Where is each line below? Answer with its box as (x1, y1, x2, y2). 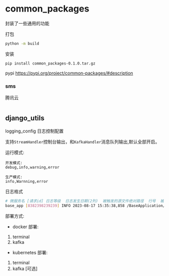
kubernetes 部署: (12, 249, 48, 255)
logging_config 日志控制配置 (5, 128, 64, 134)
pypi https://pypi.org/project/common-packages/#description (5, 70, 133, 76)
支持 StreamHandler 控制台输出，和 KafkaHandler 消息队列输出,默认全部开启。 (5, 139, 160, 145)
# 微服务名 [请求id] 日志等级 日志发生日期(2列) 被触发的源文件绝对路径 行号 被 (5, 198, 164, 203)
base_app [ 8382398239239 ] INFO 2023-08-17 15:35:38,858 (5, 203, 125, 208)
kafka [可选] (12, 265, 38, 271)
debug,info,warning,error (5, 165, 59, 170)
